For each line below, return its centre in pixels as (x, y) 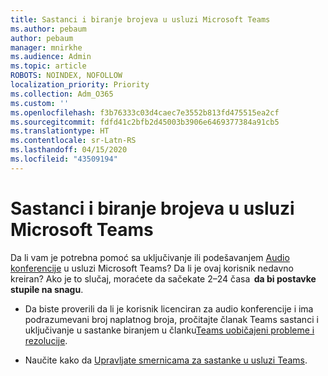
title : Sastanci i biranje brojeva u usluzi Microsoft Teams (140, 19)
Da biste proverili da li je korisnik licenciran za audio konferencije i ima (169, 308)
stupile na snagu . (47, 289)
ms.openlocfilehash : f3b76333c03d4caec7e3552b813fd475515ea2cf (145, 112)
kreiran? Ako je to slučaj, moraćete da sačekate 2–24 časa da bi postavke (163, 278)
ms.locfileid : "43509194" (64, 159)
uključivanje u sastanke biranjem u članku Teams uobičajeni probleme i (169, 330)
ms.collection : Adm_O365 (62, 94)
